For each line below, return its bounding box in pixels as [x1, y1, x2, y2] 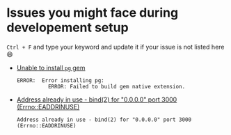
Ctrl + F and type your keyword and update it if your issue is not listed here [6, 42, 225, 51]
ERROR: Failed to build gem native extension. [47, 83, 186, 90]
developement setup [6, 19, 129, 35]
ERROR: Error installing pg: [16, 77, 105, 84]
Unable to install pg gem [16, 63, 86, 72]
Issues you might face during [6, 5, 179, 21]
